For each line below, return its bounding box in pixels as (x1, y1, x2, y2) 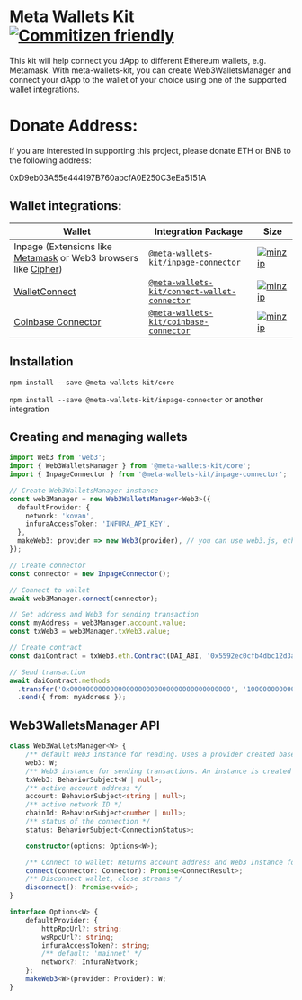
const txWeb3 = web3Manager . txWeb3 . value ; (9, 627, 171, 636)
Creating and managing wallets (9, 429, 188, 445)
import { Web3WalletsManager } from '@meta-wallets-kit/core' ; (9, 462, 252, 471)
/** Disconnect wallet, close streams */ (25, 875, 182, 884)
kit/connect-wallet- (147, 286, 236, 296)
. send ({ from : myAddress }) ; (17, 693, 127, 702)
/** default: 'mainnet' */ (41, 950, 143, 959)
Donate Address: (9, 115, 138, 136)
